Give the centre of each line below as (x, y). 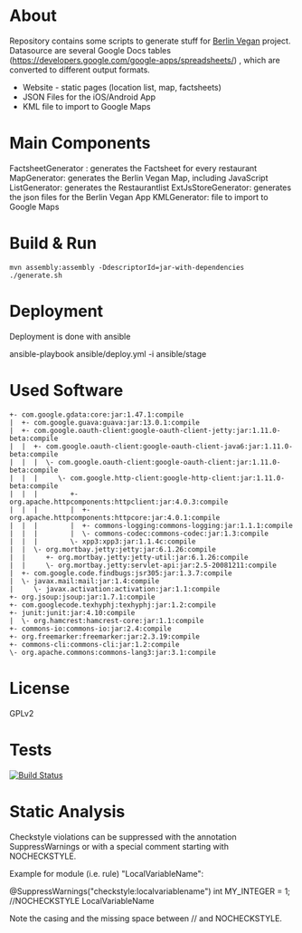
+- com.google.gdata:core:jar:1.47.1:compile (96, 414)
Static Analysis (67, 811)
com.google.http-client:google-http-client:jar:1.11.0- (177, 478)
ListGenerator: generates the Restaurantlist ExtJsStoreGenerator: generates (151, 188)
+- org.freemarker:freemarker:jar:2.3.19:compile (105, 636)
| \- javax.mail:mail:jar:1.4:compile (85, 581)
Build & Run (53, 243)
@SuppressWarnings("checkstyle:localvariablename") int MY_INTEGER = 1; (150, 891)
